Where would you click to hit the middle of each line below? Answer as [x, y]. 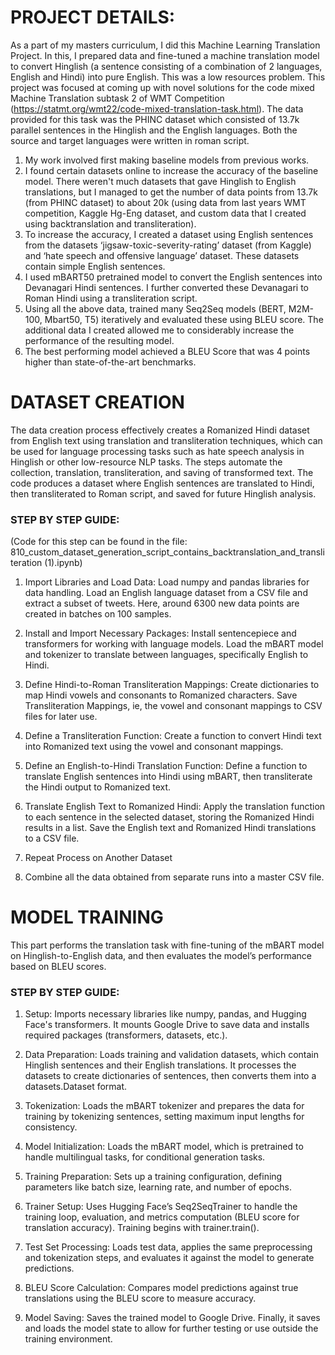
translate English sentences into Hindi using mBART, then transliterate [168, 777]
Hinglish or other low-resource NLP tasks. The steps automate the [146, 462]
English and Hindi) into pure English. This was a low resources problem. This [168, 77]
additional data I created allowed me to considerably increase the [159, 330]
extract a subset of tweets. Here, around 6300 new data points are [162, 603]
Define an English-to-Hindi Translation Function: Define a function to [166, 766]
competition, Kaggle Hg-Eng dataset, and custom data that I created [165, 213]
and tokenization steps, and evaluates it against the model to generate [169, 1258]
